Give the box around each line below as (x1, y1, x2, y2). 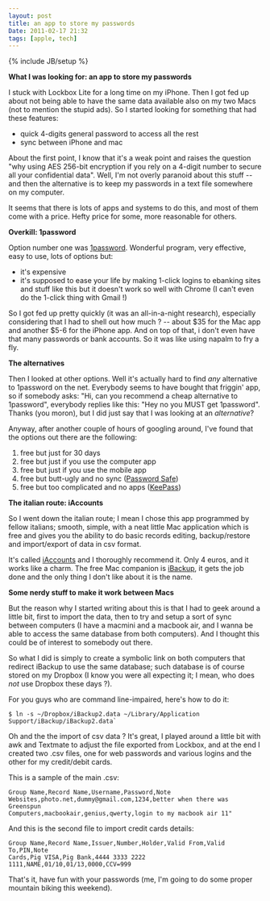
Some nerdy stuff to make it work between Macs (8, 588, 175, 598)
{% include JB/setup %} (8, 56, 89, 66)
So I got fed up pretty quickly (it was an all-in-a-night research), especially (8, 308, 256, 319)
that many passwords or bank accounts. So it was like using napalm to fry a (8, 334, 260, 344)
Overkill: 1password (8, 227, 77, 237)
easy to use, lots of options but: (8, 252, 114, 261)
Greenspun (8, 803, 42, 811)
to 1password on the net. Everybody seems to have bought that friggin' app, (8, 382, 261, 392)
